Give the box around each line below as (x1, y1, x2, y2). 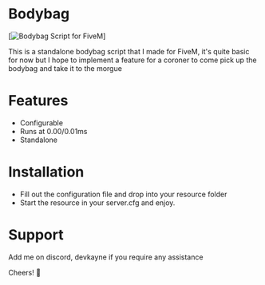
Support (8, 226, 64, 243)
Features (8, 92, 69, 110)
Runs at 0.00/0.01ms (19, 126, 88, 136)
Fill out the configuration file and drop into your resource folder (19, 189, 227, 199)
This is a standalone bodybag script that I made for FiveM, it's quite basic (8, 46, 250, 56)
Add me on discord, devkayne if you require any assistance (8, 252, 204, 262)
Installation (8, 163, 85, 181)
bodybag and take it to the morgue (8, 63, 122, 73)
